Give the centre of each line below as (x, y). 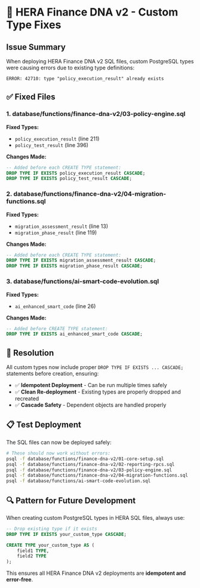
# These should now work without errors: (59, 453)
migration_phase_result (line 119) (56, 232)
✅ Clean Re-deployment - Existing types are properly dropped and (98, 392)
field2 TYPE (32, 556)
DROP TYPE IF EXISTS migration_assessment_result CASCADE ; (81, 261)
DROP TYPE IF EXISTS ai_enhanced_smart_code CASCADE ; (75, 334)
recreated (27, 399)
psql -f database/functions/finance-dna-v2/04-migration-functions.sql (97, 476)
